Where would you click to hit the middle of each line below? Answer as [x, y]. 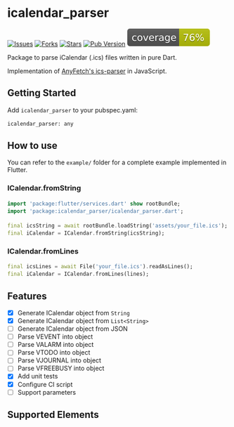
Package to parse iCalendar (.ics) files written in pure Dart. [92, 57]
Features [27, 296]
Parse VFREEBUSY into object [61, 368]
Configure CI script [45, 384]
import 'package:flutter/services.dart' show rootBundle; [94, 204]
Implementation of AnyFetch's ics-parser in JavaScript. [87, 71]
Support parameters [46, 392]
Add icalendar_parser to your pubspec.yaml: [73, 110]
